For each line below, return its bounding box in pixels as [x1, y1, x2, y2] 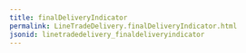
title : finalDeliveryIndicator [9, 13, 128, 22]
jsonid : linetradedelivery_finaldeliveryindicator [9, 30, 205, 39]
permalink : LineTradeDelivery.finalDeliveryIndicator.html [9, 22, 238, 31]
